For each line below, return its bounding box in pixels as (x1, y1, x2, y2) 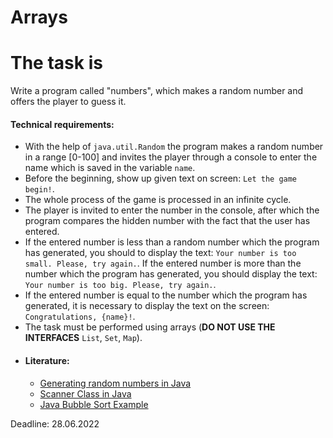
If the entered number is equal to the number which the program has (24, 289, 308, 301)
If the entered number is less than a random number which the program (24, 236, 320, 248)
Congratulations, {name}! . (24, 311, 136, 323)
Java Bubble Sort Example (39, 398, 149, 410)
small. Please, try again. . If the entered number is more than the (24, 257, 302, 270)
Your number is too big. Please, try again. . (24, 279, 217, 291)
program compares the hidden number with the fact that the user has (24, 215, 311, 227)
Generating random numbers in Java (39, 377, 192, 389)
